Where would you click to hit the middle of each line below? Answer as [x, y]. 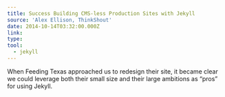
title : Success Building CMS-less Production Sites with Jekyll [101, 13]
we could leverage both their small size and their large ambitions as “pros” [112, 78]
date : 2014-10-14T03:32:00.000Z [53, 26]
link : [15, 33]
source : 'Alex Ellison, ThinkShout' [60, 20]
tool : [15, 45]
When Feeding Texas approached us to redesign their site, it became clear [112, 71]
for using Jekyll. [30, 86]
